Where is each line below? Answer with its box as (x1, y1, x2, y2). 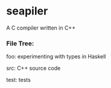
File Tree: (6, 39, 34, 48)
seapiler (6, 4, 48, 18)
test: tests (6, 77, 31, 84)
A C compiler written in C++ (6, 24, 76, 31)
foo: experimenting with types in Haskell (6, 53, 107, 60)
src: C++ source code (6, 64, 61, 72)
